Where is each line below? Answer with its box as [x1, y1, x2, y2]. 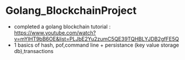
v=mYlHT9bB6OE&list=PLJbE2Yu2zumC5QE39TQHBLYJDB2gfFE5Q [13, 35, 179, 42]
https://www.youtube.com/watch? [13, 29, 96, 36]
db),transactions [13, 47, 54, 54]
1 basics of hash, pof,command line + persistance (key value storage [13, 42, 179, 48]
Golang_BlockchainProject [5, 4, 137, 17]
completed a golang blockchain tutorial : [13, 23, 111, 30]
